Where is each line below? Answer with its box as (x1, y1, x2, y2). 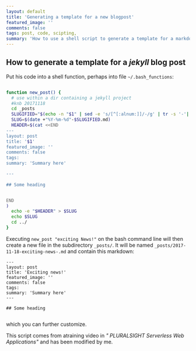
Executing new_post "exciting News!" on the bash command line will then (6, 235, 184, 242)
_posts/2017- (154, 243, 187, 248)
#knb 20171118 (11, 100, 45, 106)
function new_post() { (6, 89, 61, 96)
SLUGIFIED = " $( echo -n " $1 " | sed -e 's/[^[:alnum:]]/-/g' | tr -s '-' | (11, 111, 190, 117)
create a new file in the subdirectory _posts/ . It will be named (6, 241, 153, 248)
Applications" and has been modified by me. (6, 338, 113, 345)
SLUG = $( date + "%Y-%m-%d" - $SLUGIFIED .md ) (11, 117, 111, 123)
